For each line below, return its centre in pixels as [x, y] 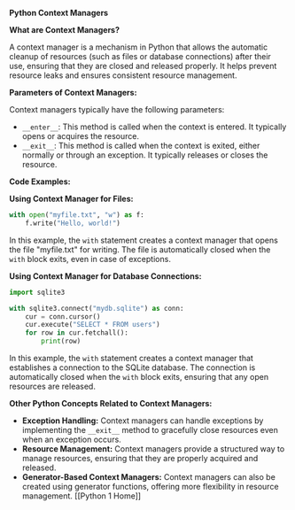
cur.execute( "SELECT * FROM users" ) [93, 325]
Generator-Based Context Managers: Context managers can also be [149, 477]
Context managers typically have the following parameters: [117, 109]
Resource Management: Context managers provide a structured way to [153, 449]
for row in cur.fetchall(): [77, 333]
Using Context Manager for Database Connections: [105, 276]
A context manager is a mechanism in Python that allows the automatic [139, 47]
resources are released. [52, 386]
